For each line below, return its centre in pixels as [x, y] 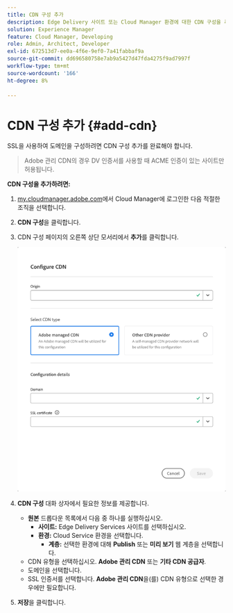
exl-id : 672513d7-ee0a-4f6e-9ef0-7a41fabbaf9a [76, 51]
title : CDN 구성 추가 [35, 15]
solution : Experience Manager [51, 29]
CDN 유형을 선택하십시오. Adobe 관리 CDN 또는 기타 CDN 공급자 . [117, 561]
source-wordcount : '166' [43, 73]
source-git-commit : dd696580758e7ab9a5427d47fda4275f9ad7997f [99, 59]
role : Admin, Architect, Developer [59, 44]
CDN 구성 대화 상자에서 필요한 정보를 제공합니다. [83, 503]
